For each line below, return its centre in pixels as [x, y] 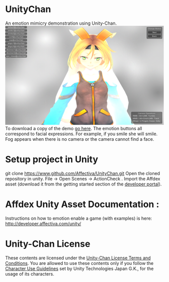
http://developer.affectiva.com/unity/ [43, 223]
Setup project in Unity [52, 160]
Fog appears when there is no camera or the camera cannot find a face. [80, 139]
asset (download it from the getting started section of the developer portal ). [83, 184]
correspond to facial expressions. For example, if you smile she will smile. [81, 134]
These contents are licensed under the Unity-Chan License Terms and [78, 258]
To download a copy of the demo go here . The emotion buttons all [74, 128]
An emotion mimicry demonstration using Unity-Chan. [61, 23]
